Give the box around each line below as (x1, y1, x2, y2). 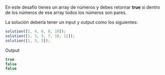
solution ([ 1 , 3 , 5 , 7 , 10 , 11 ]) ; (5, 33, 75, 38)
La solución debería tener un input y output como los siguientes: (5, 19, 138, 25)
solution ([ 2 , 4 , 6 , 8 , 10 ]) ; (5, 29, 66, 34)
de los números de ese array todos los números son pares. (5, 9, 127, 15)
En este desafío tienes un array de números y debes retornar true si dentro (5, 4, 160, 10)
